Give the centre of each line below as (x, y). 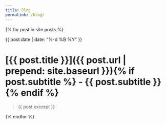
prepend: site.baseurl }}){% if (70, 71)
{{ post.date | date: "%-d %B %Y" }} (44, 39)
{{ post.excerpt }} (36, 107)
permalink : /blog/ (25, 15)
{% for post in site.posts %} (35, 29)
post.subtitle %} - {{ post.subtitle (78, 82)
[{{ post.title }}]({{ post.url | (66, 60)
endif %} (40, 92)
